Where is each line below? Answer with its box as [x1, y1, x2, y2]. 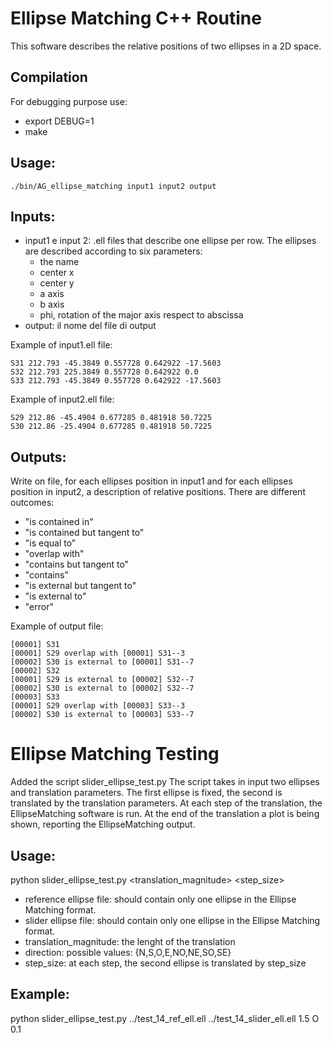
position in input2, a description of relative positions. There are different [10, 486, 306, 498]
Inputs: [10, 208, 56, 225]
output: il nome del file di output [24, 320, 157, 332]
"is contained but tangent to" [24, 527, 145, 539]
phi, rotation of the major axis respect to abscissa [39, 309, 244, 321]
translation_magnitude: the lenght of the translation [24, 935, 236, 947]
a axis [39, 288, 65, 300]
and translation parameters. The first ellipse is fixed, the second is [10, 787, 283, 799]
